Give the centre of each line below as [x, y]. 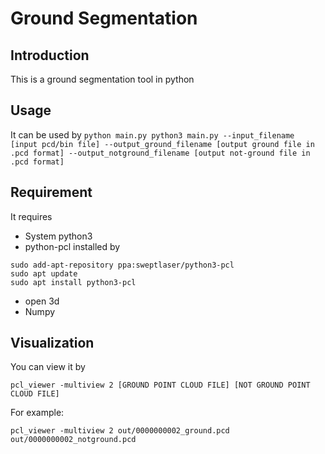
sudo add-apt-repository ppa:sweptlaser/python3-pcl [122, 265]
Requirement [51, 192]
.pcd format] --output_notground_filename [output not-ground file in [160, 153]
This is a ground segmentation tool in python [102, 79]
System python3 [58, 236]
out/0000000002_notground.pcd [73, 440]
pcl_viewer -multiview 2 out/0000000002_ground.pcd [120, 431]
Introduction [50, 55]
